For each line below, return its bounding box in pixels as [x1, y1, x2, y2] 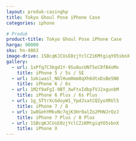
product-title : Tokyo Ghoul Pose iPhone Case [6, 37, 122, 43]
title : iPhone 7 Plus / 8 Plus [17, 115, 95, 121]
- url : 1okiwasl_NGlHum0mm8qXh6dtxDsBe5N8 [11, 76, 119, 82]
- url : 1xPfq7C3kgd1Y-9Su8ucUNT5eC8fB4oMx [11, 64, 119, 70]
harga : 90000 [6, 42, 39, 48]
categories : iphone [6, 20, 55, 26]
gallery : [6, 58, 28, 65]
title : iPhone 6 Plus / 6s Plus [17, 92, 98, 98]
